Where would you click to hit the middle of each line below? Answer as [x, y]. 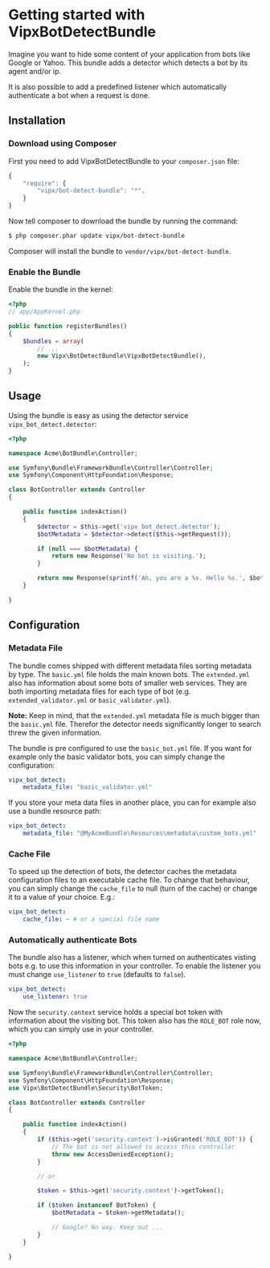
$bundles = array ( [53, 341]
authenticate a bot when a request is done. [79, 95]
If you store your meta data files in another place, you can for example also [132, 802]
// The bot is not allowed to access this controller [143, 1147]
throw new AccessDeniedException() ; [112, 1154]
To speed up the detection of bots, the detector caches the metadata [123, 872]
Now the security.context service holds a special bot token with [116, 1012]
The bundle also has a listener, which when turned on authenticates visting [132, 958]
